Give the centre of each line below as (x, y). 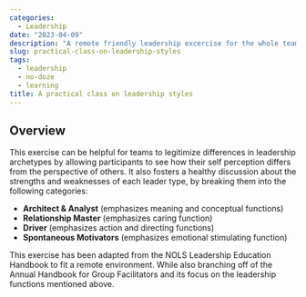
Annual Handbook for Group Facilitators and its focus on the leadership (143, 274)
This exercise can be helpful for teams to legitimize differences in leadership (153, 153)
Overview (38, 130)
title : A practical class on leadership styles (102, 94)
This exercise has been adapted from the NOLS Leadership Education (140, 255)
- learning (38, 85)
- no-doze (36, 77)
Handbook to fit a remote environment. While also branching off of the (141, 265)
